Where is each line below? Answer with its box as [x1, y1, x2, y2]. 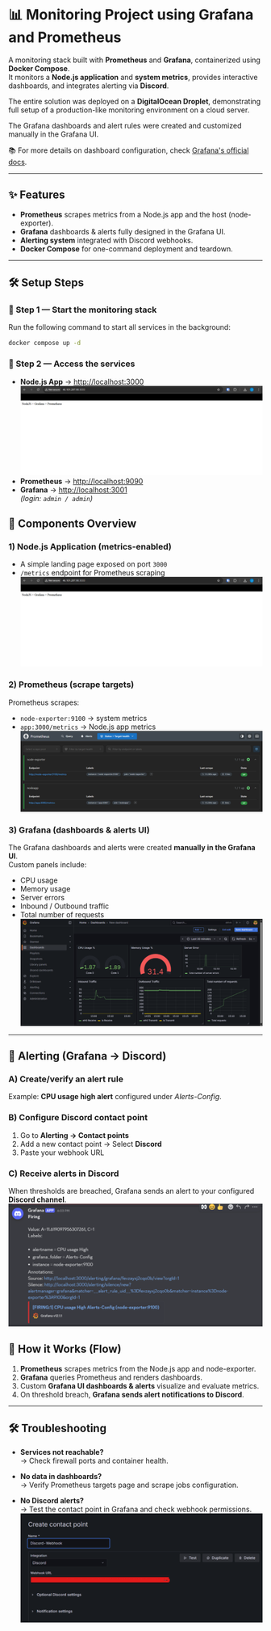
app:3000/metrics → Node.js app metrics [19, 722, 156, 731]
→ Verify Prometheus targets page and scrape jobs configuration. [19, 1480, 240, 1490]
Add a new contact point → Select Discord [19, 1139, 163, 1148]
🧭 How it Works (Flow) [8, 1342, 122, 1356]
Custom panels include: [8, 860, 87, 870]
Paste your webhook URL [19, 1148, 105, 1157]
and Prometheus [8, 28, 122, 47]
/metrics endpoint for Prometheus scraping [19, 568, 165, 578]
